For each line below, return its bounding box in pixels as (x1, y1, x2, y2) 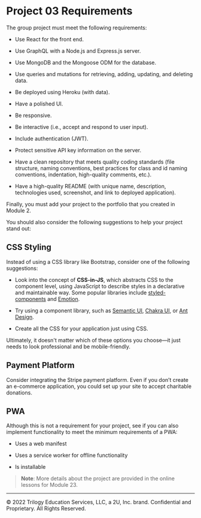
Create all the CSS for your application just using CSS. (14, 325, 148, 332)
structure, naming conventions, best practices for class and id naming (14, 164, 187, 171)
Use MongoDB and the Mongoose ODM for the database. (14, 59, 157, 66)
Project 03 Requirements (6, 4, 133, 18)
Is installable (14, 463, 46, 471)
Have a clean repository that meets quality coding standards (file (14, 158, 175, 165)
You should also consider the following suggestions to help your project (6, 218, 183, 225)
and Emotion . (47, 295, 80, 302)
